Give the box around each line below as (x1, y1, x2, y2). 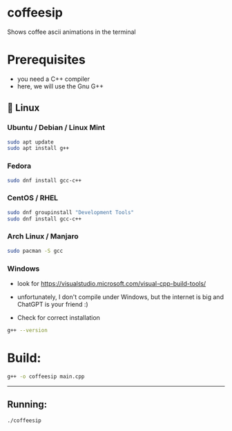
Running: (7, 399, 48, 410)
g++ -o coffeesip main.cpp (7, 373, 85, 380)
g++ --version (7, 327, 48, 334)
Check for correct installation (17, 314, 100, 322)
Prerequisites (7, 52, 86, 68)
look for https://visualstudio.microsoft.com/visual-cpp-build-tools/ (17, 280, 206, 287)
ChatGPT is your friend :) (17, 300, 88, 308)
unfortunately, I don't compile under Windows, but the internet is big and (17, 293, 224, 301)
